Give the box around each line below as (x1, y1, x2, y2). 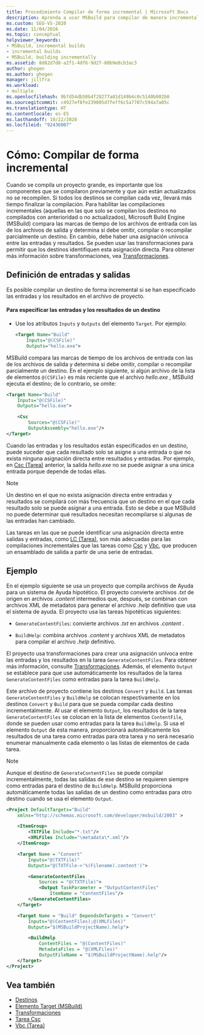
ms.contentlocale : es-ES (6, 111, 69, 117)
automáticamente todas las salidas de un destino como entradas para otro (6, 788, 192, 795)
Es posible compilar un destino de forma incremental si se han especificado (6, 286, 196, 293)
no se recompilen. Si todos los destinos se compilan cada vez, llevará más (6, 194, 192, 201)
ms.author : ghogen (6, 71, 53, 77)
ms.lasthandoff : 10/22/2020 (6, 116, 78, 122)
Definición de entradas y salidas (6, 270, 131, 280)
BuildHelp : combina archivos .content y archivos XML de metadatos (15, 631, 185, 639)
